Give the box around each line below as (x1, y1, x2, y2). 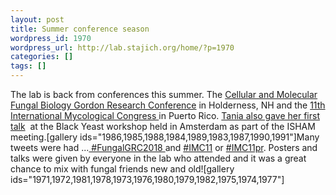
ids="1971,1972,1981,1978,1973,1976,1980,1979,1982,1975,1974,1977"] (10, 174, 285, 185)
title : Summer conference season (10, 24, 150, 34)
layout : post (10, 14, 65, 25)
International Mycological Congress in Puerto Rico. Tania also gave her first (10, 110, 321, 121)
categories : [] (10, 52, 74, 62)
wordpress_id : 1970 (10, 33, 92, 43)
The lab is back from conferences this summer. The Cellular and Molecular (10, 89, 318, 100)
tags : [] (10, 61, 47, 71)
